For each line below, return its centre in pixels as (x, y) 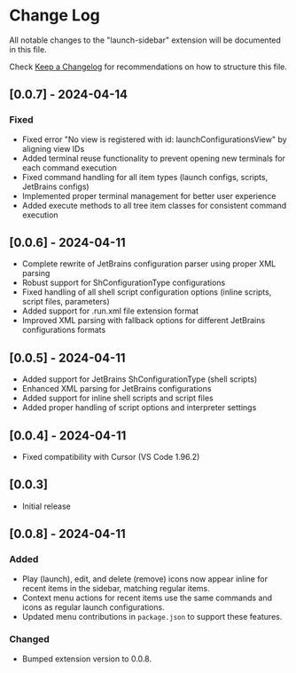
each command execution (69, 167)
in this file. (28, 49)
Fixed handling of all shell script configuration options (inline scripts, (147, 292)
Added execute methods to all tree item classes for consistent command (154, 205)
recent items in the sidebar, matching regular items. (116, 588)
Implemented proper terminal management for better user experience (149, 195)
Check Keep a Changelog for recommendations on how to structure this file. (148, 67)
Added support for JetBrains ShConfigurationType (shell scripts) (140, 379)
